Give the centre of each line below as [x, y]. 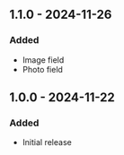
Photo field [42, 69]
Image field [43, 60]
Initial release [47, 142]
